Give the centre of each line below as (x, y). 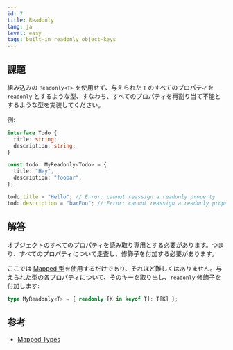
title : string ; (35, 139)
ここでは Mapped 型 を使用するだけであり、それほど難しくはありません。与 (115, 268)
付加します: (24, 285)
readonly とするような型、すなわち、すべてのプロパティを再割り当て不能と (114, 96)
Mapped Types (39, 340)
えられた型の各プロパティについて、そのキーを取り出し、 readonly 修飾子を (114, 277)
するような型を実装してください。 (56, 104)
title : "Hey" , (34, 171)
